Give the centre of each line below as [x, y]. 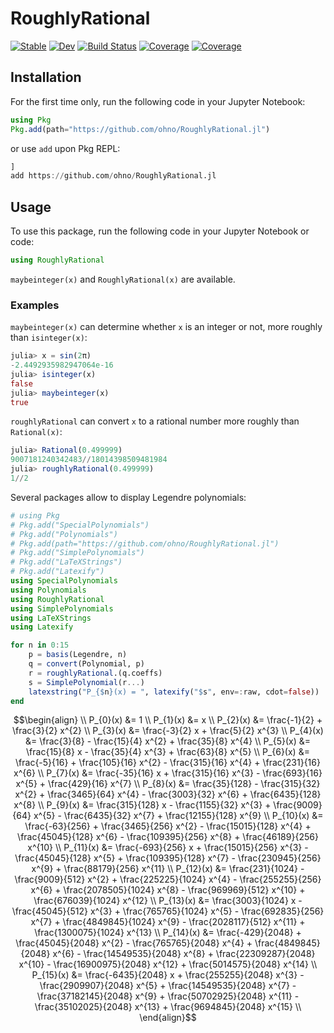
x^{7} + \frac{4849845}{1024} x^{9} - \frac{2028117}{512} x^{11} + [168, 922]
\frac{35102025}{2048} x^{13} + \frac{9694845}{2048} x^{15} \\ [168, 1007]
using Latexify [42, 627]
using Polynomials [48, 590]
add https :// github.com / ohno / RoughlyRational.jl [113, 176]
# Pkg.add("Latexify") [57, 572]
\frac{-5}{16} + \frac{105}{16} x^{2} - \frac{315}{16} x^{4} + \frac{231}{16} [168, 763]
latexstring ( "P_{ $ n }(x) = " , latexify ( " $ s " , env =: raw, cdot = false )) [174, 692]
